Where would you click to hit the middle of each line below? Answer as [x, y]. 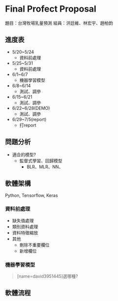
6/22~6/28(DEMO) [31, 108]
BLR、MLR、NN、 [45, 167]
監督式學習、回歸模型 [41, 160]
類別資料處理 [25, 227]
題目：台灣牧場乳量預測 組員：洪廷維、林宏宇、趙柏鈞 [59, 23]
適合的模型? [24, 155]
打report [28, 125]
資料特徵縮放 [25, 232]
